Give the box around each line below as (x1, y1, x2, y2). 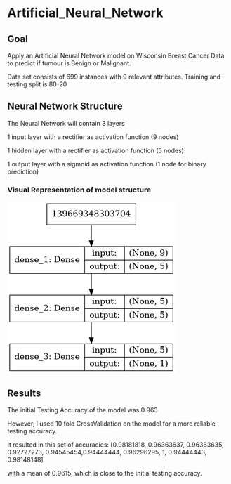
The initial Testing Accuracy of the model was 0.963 (7, 405, 158, 414)
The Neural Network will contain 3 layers (7, 119, 125, 127)
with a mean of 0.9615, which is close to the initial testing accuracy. (7, 469, 202, 477)
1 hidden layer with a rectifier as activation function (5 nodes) (7, 146, 185, 155)
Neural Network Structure (7, 100, 123, 112)
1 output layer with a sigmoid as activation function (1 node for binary (7, 159, 207, 168)
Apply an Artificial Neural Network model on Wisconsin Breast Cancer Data (7, 51, 225, 60)
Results (7, 387, 41, 399)
